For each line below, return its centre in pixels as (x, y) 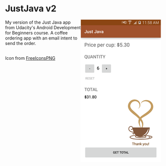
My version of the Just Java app (38, 22)
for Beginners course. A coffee (37, 33)
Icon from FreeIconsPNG (30, 58)
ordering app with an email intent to (41, 38)
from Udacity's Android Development (43, 27)
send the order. (21, 43)
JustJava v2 (31, 9)
